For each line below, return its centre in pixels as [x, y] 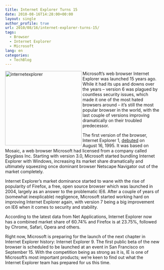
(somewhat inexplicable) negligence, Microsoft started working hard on [77, 197]
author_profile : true [27, 23]
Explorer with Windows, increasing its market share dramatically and [74, 161]
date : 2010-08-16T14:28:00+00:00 [39, 14]
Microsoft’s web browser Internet [116, 74]
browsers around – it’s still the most [118, 105]
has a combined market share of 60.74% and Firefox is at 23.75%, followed [81, 222]
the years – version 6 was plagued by [120, 89]
